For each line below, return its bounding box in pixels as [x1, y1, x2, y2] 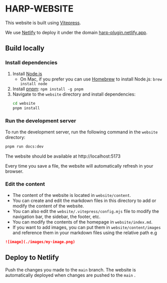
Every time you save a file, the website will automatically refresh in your [5, 163, 153, 169]
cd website [12, 101, 36, 106]
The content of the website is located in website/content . [12, 192, 131, 198]
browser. [5, 168, 24, 174]
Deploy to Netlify [5, 253, 59, 262]
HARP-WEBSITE [5, 3, 74, 15]
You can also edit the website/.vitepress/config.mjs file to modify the [12, 208, 159, 214]
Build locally [5, 44, 45, 53]
